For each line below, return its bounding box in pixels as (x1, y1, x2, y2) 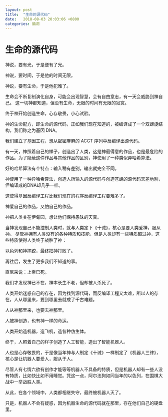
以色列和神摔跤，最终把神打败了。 (5, 248, 75, 254)
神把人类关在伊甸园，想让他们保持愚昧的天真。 (5, 214, 101, 220)
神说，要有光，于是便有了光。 (5, 62, 66, 68)
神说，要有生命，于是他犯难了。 (5, 83, 71, 89)
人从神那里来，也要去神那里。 (5, 307, 66, 313)
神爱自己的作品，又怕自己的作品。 (5, 203, 75, 210)
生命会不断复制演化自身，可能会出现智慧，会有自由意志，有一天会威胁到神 (5, 93, 158, 100)
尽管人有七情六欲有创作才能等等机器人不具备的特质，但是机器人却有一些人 (5, 367, 158, 373)
